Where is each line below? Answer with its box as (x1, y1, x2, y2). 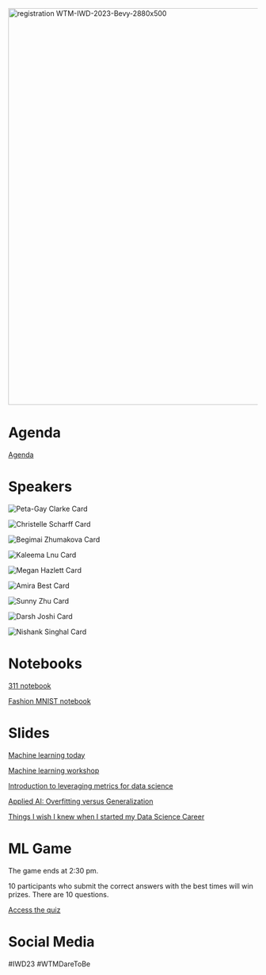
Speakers (8, 478, 73, 496)
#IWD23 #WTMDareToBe (8, 959, 91, 969)
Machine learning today (8, 750, 85, 760)
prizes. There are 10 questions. (8, 889, 109, 899)
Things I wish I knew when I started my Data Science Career (8, 812, 205, 821)
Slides (8, 724, 50, 742)
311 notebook (8, 681, 51, 690)
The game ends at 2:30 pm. (8, 866, 99, 875)
